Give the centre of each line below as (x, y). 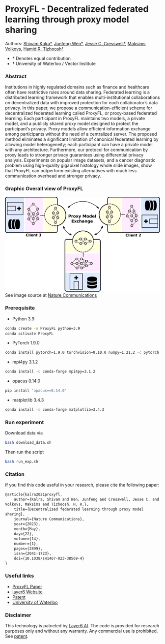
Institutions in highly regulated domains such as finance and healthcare (77, 87)
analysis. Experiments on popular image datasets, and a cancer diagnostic (80, 160)
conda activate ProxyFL (29, 334)
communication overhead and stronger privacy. (53, 176)
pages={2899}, (28, 549)
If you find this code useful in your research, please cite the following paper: (82, 485)
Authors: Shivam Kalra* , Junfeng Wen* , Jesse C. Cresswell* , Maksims (75, 43)
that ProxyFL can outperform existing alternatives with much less (71, 171)
